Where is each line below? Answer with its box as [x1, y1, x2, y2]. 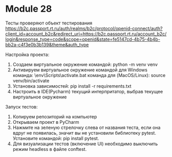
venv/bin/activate [12, 77, 50, 84]
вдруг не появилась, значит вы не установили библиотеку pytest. [12, 129, 156, 136]
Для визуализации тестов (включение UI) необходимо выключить [12, 141, 158, 147]
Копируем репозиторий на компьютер [12, 113, 97, 120]
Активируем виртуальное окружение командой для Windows [12, 67, 147, 73]
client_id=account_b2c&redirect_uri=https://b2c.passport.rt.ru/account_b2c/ [5, 31, 167, 37]
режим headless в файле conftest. [12, 146, 87, 152]
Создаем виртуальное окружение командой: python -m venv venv [12, 61, 158, 67]
